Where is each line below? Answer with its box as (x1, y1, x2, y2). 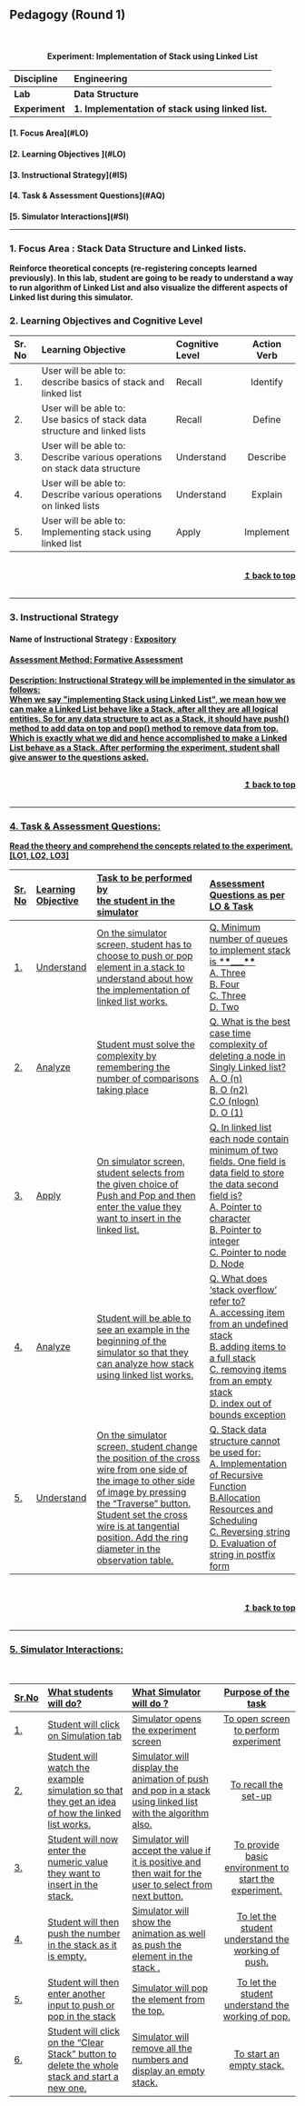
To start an (233, 2047, 280, 2060)
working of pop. (222, 2010, 290, 2022)
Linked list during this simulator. (9, 292, 133, 303)
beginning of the (96, 1335, 167, 1348)
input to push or (47, 1999, 115, 2011)
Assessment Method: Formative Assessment (9, 654, 183, 665)
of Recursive (209, 1469, 263, 1482)
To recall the (230, 1778, 283, 1791)
